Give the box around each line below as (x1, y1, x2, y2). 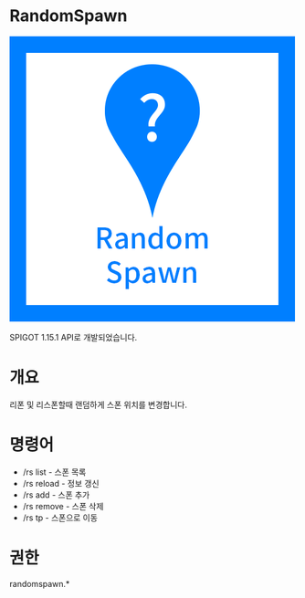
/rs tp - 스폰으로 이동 (22, 512, 99, 523)
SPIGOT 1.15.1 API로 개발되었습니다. (9, 331, 138, 342)
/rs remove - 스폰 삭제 (22, 500, 104, 511)
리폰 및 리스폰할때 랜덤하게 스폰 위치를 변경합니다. (9, 399, 188, 410)
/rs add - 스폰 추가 (22, 489, 90, 500)
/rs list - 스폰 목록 (22, 467, 87, 477)
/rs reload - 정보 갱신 (22, 477, 100, 488)
